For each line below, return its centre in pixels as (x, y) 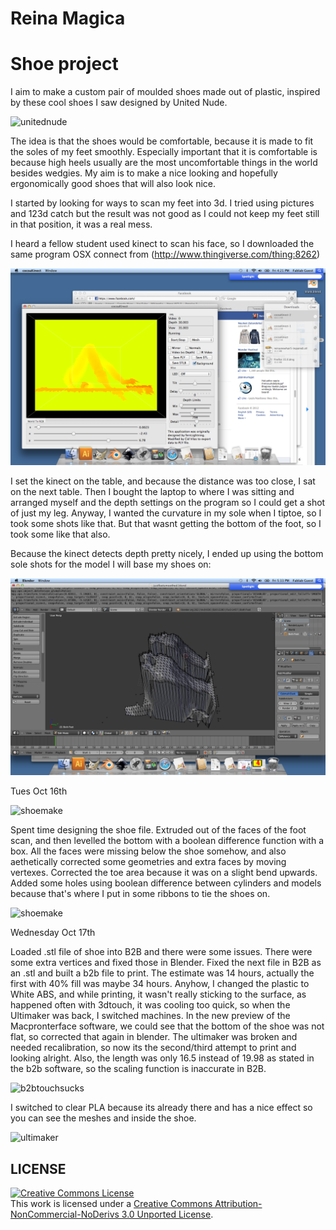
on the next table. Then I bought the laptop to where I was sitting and (152, 492)
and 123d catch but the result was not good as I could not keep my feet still (165, 214)
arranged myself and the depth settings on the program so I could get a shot (168, 503)
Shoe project (64, 64)
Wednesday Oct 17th (53, 933)
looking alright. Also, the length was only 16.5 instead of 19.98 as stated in (162, 1058)
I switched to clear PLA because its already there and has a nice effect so (161, 1108)
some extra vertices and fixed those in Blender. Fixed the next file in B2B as (166, 963)
